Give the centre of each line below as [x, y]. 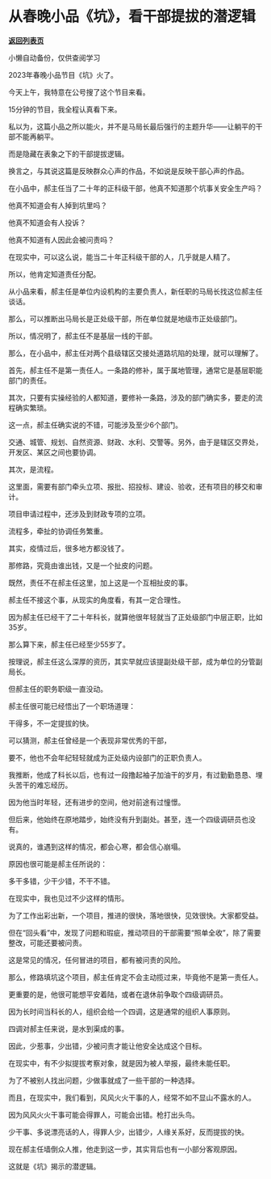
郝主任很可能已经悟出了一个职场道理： [72, 706]
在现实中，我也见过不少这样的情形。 [69, 898]
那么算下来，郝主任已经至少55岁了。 [69, 644]
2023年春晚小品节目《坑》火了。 [63, 74]
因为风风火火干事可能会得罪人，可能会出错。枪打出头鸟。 [104, 1114]
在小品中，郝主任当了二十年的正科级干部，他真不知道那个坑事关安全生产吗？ [135, 188]
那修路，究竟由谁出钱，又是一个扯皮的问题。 [83, 565]
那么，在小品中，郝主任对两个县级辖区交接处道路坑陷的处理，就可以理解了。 [135, 353]
